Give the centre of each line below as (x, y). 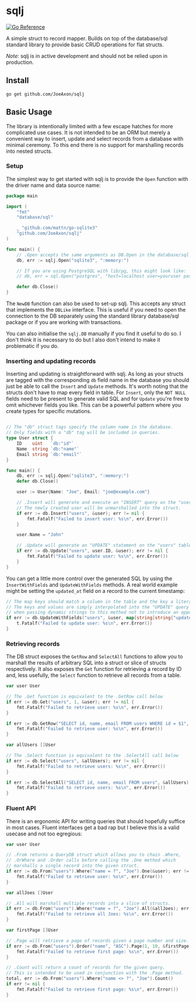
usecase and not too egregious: (44, 834)
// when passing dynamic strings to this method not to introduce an (92, 613)
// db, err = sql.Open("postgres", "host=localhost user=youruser (99, 277)
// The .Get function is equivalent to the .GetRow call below (85, 697)
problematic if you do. (32, 346)
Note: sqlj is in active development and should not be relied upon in (87, 56)
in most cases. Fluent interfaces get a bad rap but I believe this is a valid (93, 827)
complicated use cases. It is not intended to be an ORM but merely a (88, 132)
